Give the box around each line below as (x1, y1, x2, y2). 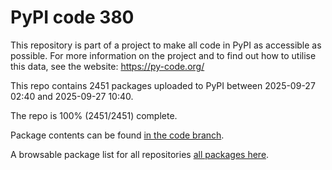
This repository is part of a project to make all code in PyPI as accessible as (10, 39, 322, 51)
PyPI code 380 (10, 6, 135, 29)
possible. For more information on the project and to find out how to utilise (10, 49, 317, 61)
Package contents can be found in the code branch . (10, 129, 225, 141)
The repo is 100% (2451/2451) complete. (10, 109, 178, 121)
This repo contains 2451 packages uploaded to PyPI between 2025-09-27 (10, 79, 316, 91)
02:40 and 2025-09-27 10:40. (10, 90, 134, 102)
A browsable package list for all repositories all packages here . (10, 148, 270, 160)
